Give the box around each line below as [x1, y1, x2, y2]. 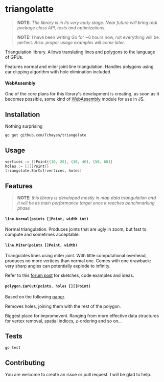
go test [5, 345, 21, 350]
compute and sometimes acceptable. [5, 231, 80, 238]
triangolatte [5, 3, 54, 15]
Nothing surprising [5, 123, 43, 129]
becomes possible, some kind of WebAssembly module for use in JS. [5, 96, 145, 102]
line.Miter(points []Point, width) [5, 243, 78, 247]
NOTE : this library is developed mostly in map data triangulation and [17, 195, 156, 201]
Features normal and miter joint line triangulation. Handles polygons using [5, 64, 154, 69]
